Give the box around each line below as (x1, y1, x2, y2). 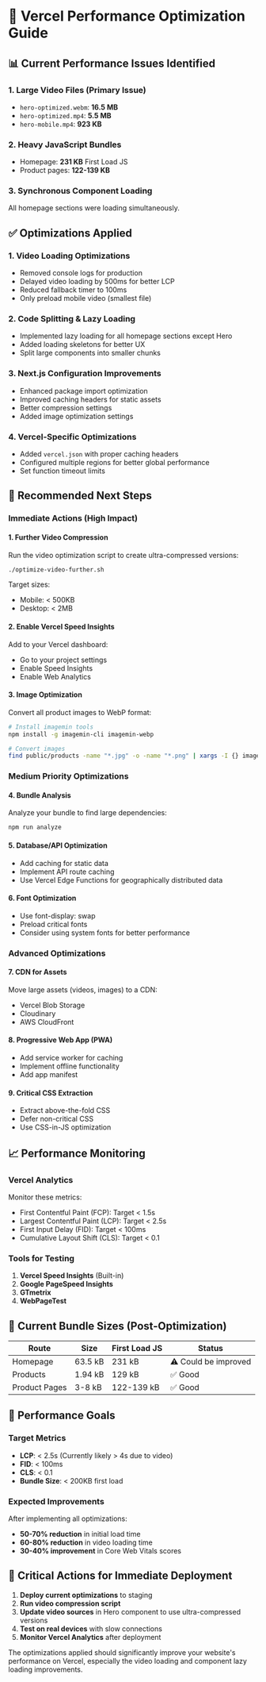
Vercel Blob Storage (19, 1000, 85, 1010)
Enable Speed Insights (19, 663, 93, 673)
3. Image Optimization (8, 690, 83, 699)
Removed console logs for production (19, 268, 142, 278)
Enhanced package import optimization (19, 386, 148, 395)
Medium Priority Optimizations (8, 771, 129, 782)
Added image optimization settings (19, 411, 134, 421)
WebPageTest (19, 1296, 67, 1306)
